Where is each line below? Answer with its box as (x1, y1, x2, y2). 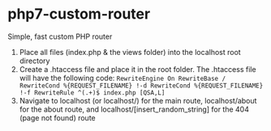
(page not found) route (19, 112, 96, 122)
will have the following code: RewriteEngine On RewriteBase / (19, 73, 226, 82)
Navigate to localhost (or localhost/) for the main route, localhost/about (19, 95, 257, 105)
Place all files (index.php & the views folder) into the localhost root (19, 47, 241, 57)
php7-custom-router (7, 5, 151, 23)
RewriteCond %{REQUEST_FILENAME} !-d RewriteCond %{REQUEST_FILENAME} (19, 82, 264, 90)
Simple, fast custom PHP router (7, 32, 113, 41)
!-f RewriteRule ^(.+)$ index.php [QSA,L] (19, 88, 166, 97)
